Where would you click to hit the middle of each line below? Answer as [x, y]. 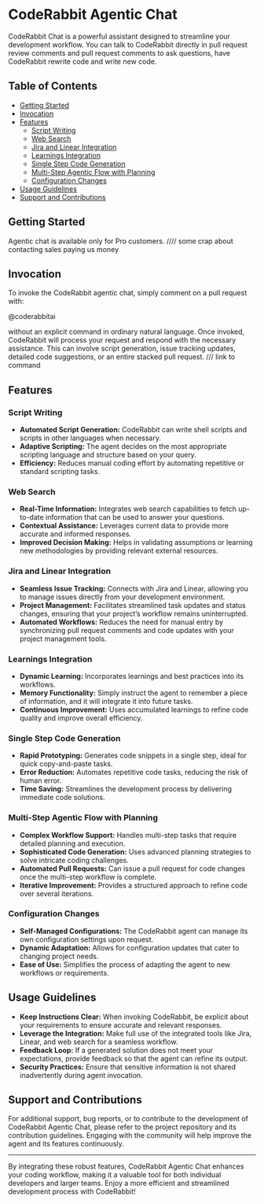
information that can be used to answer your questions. [136, 517]
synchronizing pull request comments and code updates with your [126, 630]
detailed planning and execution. [72, 843]
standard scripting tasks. [60, 472]
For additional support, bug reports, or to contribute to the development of [128, 1119]
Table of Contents [53, 86]
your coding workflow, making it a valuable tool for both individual [115, 1175]
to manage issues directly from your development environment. [122, 597]
